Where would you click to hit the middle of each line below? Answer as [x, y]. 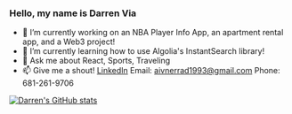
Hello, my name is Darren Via [73, 13]
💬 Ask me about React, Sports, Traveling [96, 61]
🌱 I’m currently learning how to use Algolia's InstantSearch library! [143, 51]
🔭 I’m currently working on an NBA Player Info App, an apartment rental [153, 33]
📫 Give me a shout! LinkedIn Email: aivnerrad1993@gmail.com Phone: [151, 71]
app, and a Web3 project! [69, 42]
